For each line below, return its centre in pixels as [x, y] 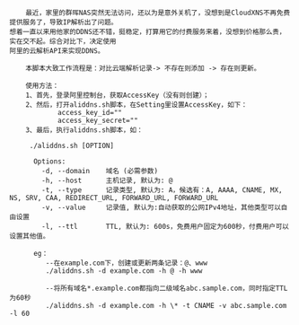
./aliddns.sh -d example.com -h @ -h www [124, 271]
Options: [49, 162]
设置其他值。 [30, 236]
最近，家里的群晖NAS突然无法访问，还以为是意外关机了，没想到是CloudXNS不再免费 [158, 13]
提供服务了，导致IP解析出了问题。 [64, 22]
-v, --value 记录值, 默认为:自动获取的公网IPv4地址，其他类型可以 [161, 207]
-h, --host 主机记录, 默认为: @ [107, 180]
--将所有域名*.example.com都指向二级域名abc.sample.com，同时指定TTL [167, 288]
